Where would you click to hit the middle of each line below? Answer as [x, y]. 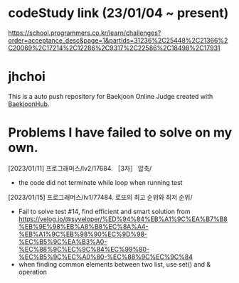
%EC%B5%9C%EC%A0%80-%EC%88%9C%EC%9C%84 [105, 257]
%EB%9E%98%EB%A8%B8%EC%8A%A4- [83, 226]
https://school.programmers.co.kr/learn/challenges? [85, 33]
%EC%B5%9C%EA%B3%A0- [63, 241]
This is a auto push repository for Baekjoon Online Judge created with [111, 96]
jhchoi [27, 77]
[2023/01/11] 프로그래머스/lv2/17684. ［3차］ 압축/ [80, 168]
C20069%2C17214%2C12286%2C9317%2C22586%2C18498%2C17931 [114, 48]
